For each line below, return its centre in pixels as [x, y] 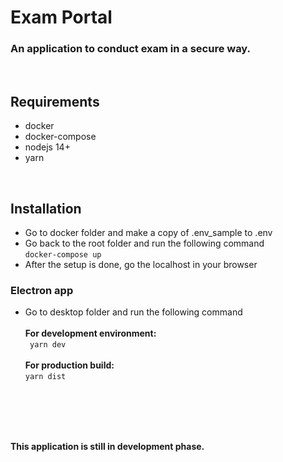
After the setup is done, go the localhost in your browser [141, 265]
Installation [46, 208]
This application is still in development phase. [107, 447]
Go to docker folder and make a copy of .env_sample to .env [148, 233]
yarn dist [45, 377]
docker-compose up [63, 255]
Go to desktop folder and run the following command [133, 312]
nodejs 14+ [47, 147]
